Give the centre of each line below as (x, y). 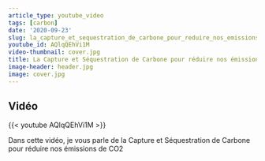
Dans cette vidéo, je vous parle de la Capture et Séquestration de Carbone (129, 140)
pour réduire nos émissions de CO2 (66, 149)
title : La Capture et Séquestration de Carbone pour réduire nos (118, 60)
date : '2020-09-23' (40, 30)
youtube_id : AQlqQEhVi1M (49, 45)
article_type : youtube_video (56, 15)
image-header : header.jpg (50, 67)
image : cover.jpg (37, 74)
